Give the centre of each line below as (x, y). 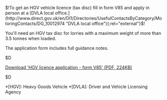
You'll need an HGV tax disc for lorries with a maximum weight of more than (83, 33)
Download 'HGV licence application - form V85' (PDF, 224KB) (69, 67)
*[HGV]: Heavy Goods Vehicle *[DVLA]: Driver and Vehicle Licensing (76, 87)
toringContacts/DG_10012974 (35, 23)
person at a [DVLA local (29, 13)
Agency (13, 92)
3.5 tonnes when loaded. (31, 38)
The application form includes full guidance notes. (57, 48)
